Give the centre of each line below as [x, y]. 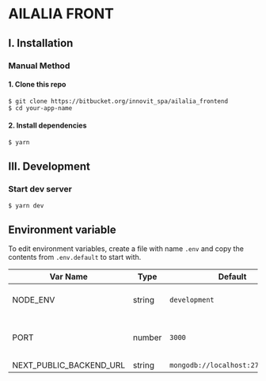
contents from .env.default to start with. [75, 257]
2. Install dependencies [47, 126]
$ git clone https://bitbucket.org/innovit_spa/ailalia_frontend [118, 101]
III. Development [49, 167]
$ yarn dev [26, 206]
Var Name [69, 276]
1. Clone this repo [37, 85]
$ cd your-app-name [40, 108]
